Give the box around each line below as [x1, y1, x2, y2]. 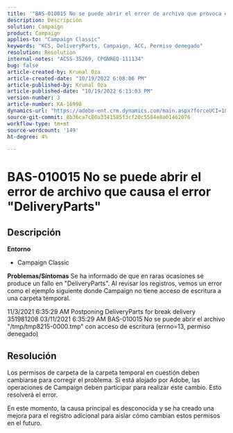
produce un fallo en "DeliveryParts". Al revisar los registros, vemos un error [7, 279, 223, 288]
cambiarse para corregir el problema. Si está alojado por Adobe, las [7, 376, 200, 384]
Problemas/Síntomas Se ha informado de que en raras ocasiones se [7, 272, 205, 281]
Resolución [7, 349, 57, 362]
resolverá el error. [7, 391, 58, 399]
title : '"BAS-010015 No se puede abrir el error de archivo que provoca [7, 10, 222, 17]
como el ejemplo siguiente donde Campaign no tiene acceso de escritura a [7, 287, 222, 295]
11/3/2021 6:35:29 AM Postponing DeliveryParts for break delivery [7, 308, 196, 316]
